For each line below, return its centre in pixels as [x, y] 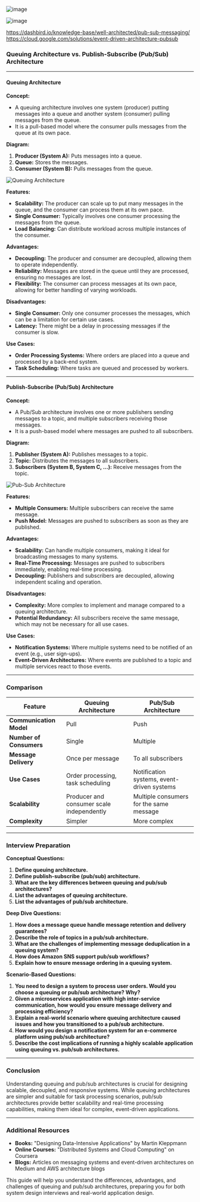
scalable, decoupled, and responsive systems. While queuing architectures [98, 1090]
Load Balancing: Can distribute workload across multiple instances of [100, 229]
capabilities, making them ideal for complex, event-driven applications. [93, 1109]
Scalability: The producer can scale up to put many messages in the [99, 203]
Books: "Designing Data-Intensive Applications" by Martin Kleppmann [101, 1143]
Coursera [26, 1155]
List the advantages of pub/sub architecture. [71, 901]
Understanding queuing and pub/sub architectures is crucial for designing [97, 1084]
